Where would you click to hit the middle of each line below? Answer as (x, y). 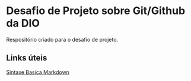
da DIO (23, 23)
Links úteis (27, 58)
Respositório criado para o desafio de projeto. (62, 39)
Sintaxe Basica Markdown (38, 72)
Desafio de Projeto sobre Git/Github (96, 11)
